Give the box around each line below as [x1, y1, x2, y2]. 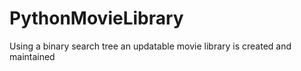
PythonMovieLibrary [9, 7, 184, 30]
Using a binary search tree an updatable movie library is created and [9, 40, 292, 52]
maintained [9, 50, 56, 62]
